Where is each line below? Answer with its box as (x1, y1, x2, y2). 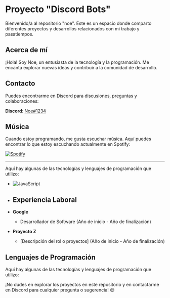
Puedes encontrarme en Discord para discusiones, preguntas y (5, 93, 138, 99)
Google (12, 209, 29, 215)
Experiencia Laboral (12, 195, 77, 204)
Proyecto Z (12, 229, 36, 235)
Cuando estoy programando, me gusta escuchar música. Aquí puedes (5, 136, 152, 142)
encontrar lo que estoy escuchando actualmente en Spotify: (5, 141, 131, 147)
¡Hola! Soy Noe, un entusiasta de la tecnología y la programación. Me (5, 59, 149, 65)
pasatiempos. (5, 31, 34, 37)
